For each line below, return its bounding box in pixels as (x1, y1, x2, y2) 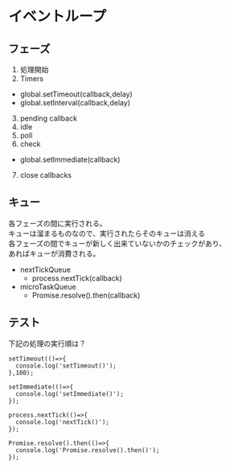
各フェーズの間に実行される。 (8, 218, 107, 228)
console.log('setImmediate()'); (15, 389, 125, 398)
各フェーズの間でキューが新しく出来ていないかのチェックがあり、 (8, 238, 227, 248)
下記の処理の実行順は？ (8, 339, 86, 348)
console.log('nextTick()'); (15, 418, 110, 426)
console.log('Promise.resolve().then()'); (15, 446, 160, 455)
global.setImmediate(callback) (19, 154, 121, 164)
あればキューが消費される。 (8, 249, 101, 258)
